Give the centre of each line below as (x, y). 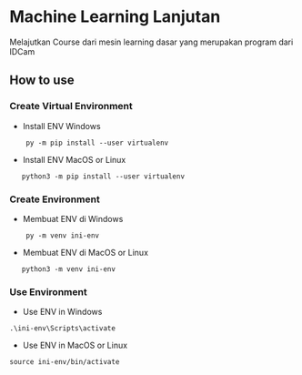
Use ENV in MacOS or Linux (75, 345)
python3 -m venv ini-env (69, 269)
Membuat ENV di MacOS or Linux (85, 252)
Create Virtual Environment (71, 106)
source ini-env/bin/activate (65, 362)
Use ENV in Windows (62, 312)
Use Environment (49, 291)
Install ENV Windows (62, 126)
